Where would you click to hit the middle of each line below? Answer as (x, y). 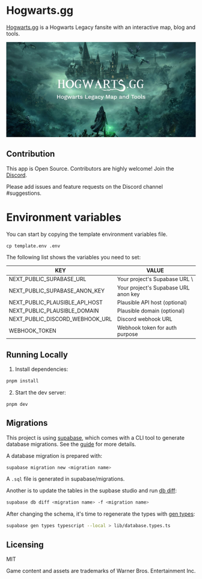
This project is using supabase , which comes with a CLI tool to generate (96, 437)
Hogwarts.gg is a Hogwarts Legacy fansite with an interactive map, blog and (101, 27)
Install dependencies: (41, 369)
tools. (13, 33)
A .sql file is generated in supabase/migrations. (66, 479)
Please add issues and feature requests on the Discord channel (85, 186)
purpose (127, 334)
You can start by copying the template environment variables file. (87, 234)
